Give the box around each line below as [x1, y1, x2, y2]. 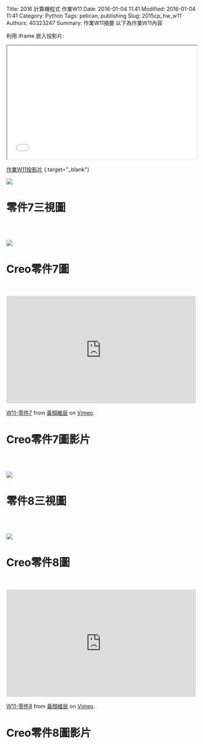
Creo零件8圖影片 [6, 726, 92, 740]
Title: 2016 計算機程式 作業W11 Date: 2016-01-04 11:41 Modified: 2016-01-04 [6, 5, 196, 12]
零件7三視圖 [6, 201, 66, 214]
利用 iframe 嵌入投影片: [6, 32, 65, 39]
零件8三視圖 [6, 494, 67, 508]
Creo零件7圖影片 [6, 433, 91, 446]
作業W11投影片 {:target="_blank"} [6, 166, 90, 173]
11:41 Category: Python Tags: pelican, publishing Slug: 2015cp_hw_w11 [6, 12, 182, 19]
